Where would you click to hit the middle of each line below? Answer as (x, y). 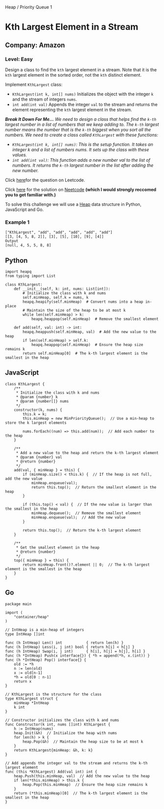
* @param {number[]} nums (42, 401)
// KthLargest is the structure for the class (53, 694)
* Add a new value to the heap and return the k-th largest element (87, 453)
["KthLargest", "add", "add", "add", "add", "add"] (59, 232)
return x (23, 681)
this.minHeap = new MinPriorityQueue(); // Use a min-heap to (88, 418)
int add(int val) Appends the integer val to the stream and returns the (85, 104)
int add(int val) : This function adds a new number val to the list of (81, 160)
